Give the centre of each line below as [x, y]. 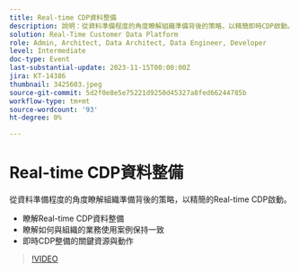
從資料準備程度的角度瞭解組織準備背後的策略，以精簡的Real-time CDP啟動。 [150, 199]
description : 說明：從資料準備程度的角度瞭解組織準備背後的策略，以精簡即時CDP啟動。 [152, 26]
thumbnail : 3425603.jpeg [56, 84]
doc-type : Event [40, 59]
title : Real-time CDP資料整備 [63, 18]
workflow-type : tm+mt [50, 101]
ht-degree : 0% [36, 118]
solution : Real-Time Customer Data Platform [94, 34]
